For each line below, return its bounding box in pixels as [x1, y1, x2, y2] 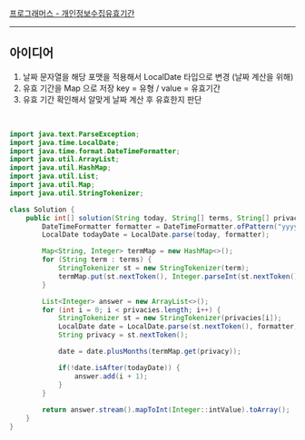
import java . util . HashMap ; [9, 163, 112, 172]
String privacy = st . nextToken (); [57, 330, 189, 340]
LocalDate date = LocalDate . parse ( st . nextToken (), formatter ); [57, 322, 302, 331]
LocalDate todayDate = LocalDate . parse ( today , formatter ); [42, 230, 271, 240]
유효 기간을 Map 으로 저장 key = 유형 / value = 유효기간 [22, 83, 221, 93]
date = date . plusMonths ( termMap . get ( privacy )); [57, 347, 242, 357]
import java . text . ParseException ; [9, 130, 141, 139]
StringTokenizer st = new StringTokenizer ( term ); [57, 264, 250, 273]
